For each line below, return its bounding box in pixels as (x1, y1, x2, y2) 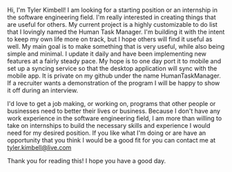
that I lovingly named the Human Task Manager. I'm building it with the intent (7, 28, 225, 36)
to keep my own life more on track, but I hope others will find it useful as (7, 35, 213, 43)
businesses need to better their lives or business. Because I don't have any (7, 107, 221, 115)
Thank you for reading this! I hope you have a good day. (7, 157, 166, 164)
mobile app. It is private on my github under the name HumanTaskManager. (7, 72, 221, 80)
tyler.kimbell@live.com (7, 144, 72, 151)
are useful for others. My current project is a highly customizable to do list (7, 21, 217, 28)
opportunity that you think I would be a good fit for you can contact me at (7, 136, 216, 144)
